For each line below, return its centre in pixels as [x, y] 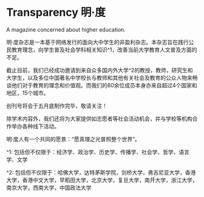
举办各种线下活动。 [35, 126]
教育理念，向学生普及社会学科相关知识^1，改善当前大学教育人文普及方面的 [104, 50]
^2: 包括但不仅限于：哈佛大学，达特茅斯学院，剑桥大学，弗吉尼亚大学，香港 [101, 172]
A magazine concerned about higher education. [66, 29]
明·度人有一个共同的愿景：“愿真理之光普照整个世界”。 [73, 139]
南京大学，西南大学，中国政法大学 [49, 187]
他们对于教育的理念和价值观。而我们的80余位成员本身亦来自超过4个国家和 [104, 85]
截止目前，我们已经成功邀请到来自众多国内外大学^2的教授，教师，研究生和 [100, 70]
